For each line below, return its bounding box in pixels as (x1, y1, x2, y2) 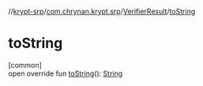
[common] (8, 60, 42, 69)
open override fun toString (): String (8, 69, 123, 78)
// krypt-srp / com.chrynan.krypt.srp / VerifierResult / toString (8, 7, 196, 16)
